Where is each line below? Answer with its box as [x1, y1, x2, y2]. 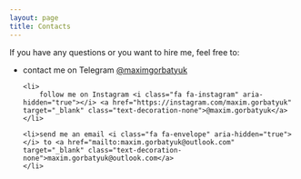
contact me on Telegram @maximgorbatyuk [22, 65, 188, 75]
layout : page [9, 13, 59, 23]
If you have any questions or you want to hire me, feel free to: [9, 46, 240, 57]
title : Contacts [9, 22, 71, 31]
